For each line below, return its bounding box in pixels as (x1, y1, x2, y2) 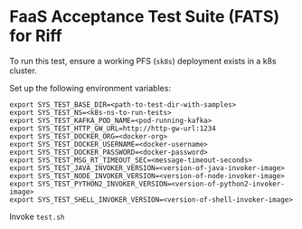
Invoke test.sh (9, 211, 65, 222)
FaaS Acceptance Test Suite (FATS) (9, 6, 280, 27)
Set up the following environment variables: (9, 82, 172, 93)
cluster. (9, 65, 38, 76)
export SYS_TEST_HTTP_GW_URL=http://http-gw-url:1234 (9, 124, 217, 133)
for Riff (9, 25, 62, 46)
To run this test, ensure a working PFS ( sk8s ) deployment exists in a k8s (9, 55, 278, 66)
